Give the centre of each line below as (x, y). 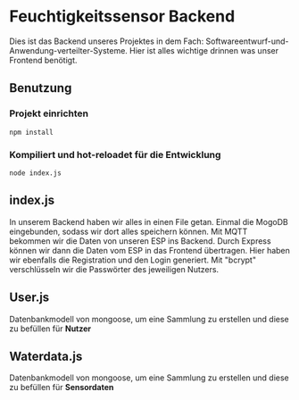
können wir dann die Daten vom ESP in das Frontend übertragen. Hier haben (149, 250)
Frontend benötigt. (43, 60)
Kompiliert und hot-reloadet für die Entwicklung (115, 154)
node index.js (36, 173)
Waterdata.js (46, 356)
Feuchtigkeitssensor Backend (122, 17)
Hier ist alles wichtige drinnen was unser (204, 50)
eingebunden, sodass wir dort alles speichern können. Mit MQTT (129, 231)
